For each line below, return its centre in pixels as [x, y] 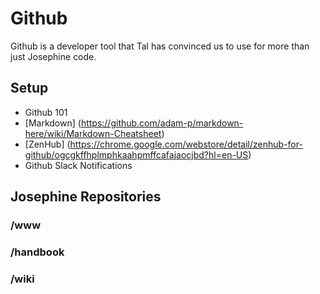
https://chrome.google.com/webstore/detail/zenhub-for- [186, 144]
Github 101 [46, 112]
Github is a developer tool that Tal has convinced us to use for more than [160, 46]
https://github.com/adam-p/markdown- [162, 123]
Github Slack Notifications [78, 165]
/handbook [37, 252]
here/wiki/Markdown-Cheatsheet [93, 133]
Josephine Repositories [86, 197]
